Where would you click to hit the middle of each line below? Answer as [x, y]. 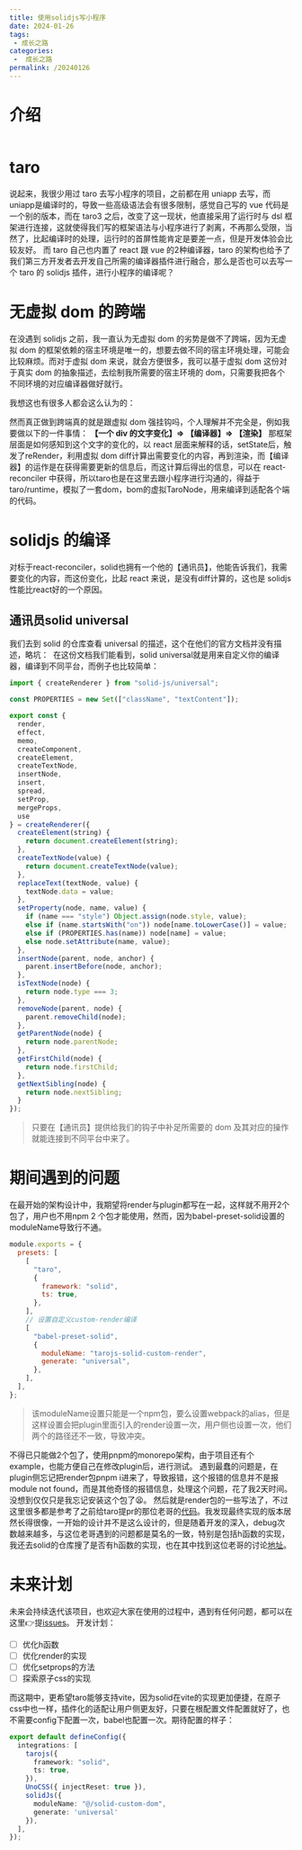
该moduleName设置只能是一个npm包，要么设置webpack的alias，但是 [160, 1413]
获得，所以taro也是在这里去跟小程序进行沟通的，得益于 [159, 478]
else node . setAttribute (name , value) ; [98, 941]
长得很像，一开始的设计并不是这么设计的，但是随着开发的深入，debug [147, 1522]
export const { [38, 716]
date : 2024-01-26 [42, 26]
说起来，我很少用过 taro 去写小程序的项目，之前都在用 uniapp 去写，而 [140, 193]
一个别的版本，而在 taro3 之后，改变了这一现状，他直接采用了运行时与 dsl [146, 216]
